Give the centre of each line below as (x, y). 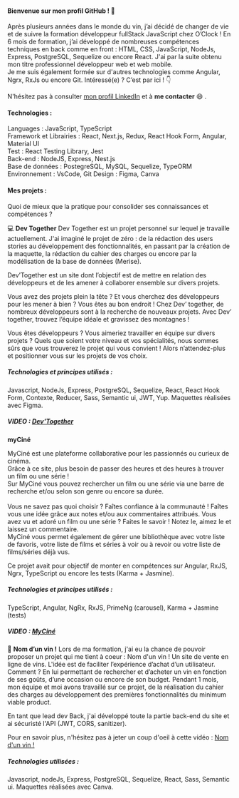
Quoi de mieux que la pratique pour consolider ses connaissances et (108, 206)
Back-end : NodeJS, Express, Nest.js (62, 159)
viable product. (30, 702)
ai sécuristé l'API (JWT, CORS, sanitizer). (67, 724)
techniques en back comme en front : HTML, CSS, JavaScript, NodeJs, (111, 49)
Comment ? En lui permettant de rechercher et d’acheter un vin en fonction (117, 672)
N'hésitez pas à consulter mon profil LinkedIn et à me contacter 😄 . (107, 96)
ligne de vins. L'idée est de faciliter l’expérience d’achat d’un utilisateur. (111, 665)
